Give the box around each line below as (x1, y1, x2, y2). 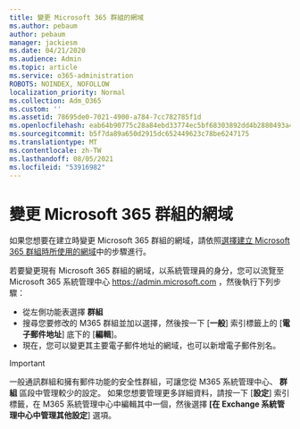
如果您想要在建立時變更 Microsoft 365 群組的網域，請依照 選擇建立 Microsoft (9, 235, 290, 246)
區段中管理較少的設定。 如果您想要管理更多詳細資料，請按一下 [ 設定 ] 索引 (19, 388, 290, 399)
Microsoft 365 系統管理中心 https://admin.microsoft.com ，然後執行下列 (9, 276, 274, 287)
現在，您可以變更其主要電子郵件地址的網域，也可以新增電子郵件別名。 (21, 341, 281, 351)
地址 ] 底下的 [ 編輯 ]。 (46, 329, 122, 340)
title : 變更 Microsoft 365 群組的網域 (9, 13, 145, 22)
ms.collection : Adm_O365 (9, 96, 102, 105)
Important (9, 358, 46, 369)
